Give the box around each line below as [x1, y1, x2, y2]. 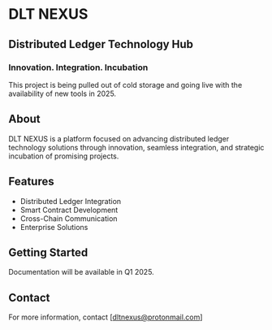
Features [8, 175, 54, 189]
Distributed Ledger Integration [19, 196, 122, 206]
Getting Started [8, 245, 89, 259]
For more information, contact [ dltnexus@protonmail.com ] [8, 312, 203, 322]
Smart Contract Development [19, 205, 119, 215]
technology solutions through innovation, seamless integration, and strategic [8, 142, 265, 152]
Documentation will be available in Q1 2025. [8, 267, 154, 277]
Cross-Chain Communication [19, 213, 118, 224]
